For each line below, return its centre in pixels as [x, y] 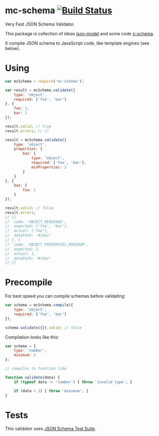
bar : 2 [21, 113]
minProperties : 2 [49, 167]
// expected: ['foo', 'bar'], [37, 226]
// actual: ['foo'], [27, 231]
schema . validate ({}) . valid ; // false [44, 327]
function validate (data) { [33, 377]
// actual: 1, [21, 254]
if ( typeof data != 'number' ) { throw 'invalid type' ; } [73, 382]
